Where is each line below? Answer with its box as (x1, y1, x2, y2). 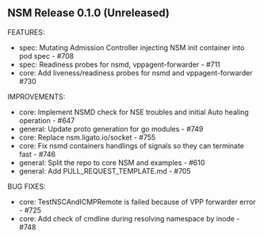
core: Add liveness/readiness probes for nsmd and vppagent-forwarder (18, 67, 253, 78)
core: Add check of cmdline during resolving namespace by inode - (18, 213, 240, 223)
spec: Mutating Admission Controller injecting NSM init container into (18, 43, 245, 52)
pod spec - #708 (18, 51, 75, 60)
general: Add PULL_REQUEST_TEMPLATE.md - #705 (18, 166, 191, 175)
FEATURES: (7, 27, 45, 36)
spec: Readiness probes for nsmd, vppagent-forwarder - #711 (18, 59, 221, 69)
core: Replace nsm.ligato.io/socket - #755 (18, 132, 156, 142)
